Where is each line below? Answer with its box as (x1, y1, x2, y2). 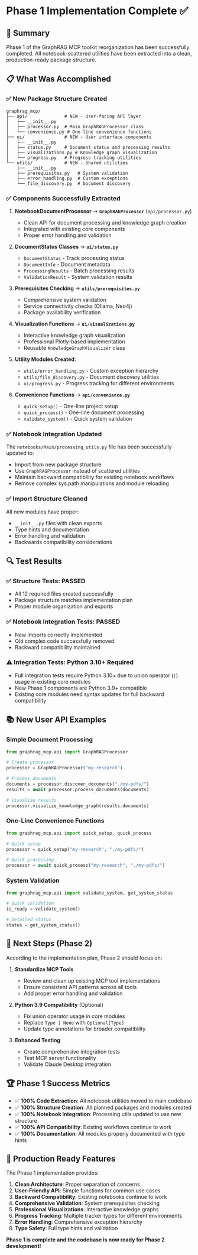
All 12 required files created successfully (14, 590, 114, 597)
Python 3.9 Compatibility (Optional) (14, 1001, 103, 1008)
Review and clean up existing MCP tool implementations (23, 977, 161, 984)
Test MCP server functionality (23, 1054, 96, 1061)
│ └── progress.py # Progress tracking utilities (6, 155, 142, 161)
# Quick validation (6, 900, 54, 906)
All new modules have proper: (6, 508, 79, 515)
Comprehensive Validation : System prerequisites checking (14, 1199, 160, 1207)
